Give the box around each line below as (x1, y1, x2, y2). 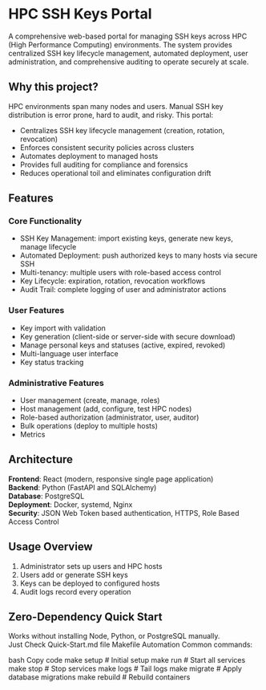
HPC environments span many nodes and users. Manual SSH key (8, 101, 224, 111)
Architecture (8, 453, 74, 466)
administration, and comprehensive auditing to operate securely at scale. (8, 57, 249, 67)
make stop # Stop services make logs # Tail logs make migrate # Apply (8, 664, 243, 674)
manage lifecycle (19, 242, 77, 252)
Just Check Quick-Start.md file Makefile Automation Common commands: (8, 639, 253, 650)
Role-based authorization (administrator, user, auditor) (19, 412, 199, 422)
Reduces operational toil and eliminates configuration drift (19, 168, 212, 177)
